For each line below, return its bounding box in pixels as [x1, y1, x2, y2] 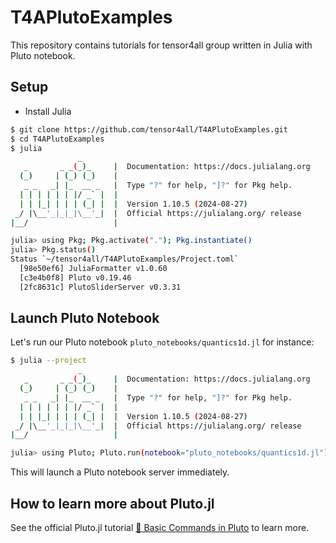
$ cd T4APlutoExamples [10, 134, 105, 144]
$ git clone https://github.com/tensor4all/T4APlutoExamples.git [10, 124, 288, 135]
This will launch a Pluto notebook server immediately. [10, 466, 230, 478]
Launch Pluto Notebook [10, 310, 160, 327]
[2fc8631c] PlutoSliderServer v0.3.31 [19, 282, 182, 292]
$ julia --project [10, 356, 87, 366]
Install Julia [24, 105, 72, 117]
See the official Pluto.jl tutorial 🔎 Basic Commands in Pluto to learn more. [10, 522, 310, 533]
